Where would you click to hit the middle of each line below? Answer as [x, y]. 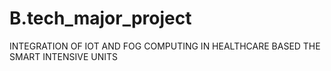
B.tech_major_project [100, 18]
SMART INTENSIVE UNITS [64, 56]
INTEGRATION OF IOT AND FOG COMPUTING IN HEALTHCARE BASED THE [165, 46]
